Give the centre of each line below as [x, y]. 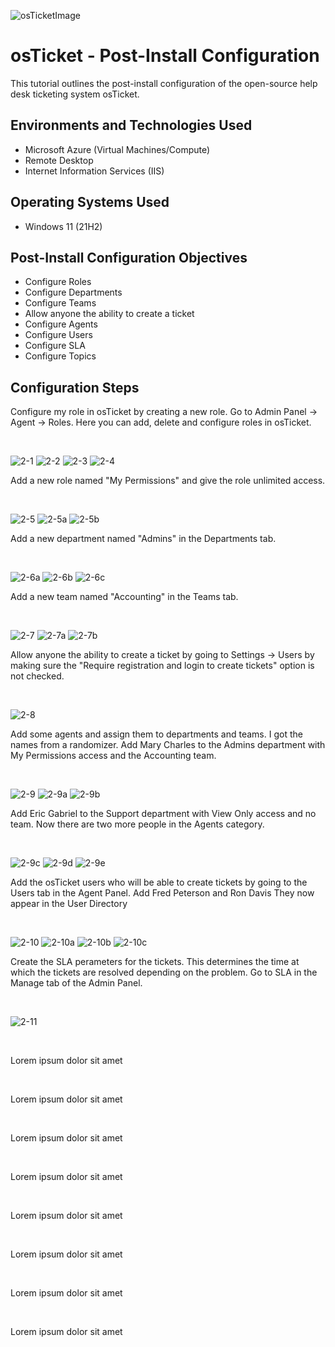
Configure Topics [60, 356]
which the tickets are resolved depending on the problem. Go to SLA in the [164, 972]
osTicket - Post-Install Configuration [165, 56]
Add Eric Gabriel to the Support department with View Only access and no [163, 814]
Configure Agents [61, 324]
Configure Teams [60, 303]
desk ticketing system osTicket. [75, 94]
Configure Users [58, 335]
